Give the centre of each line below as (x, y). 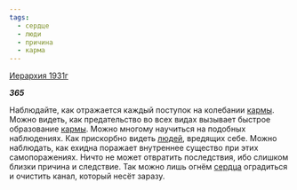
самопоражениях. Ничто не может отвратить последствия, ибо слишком (149, 157)
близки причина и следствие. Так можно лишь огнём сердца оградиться (148, 167)
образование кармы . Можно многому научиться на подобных (128, 129)
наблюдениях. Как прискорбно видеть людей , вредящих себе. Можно (143, 139)
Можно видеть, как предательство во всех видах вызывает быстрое (140, 120)
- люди (29, 34)
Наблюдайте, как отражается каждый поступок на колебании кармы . (142, 110)
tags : (19, 17)
